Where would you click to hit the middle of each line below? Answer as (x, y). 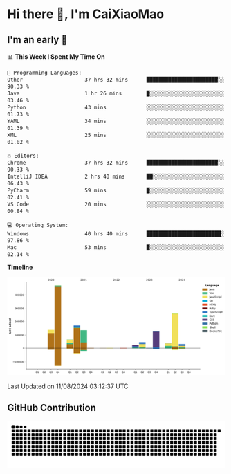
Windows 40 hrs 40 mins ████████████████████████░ (116, 234)
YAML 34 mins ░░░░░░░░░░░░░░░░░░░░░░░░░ (116, 121)
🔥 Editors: (23, 156)
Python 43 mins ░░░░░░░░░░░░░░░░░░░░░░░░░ (116, 107)
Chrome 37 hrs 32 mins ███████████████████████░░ (116, 163)
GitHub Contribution (52, 408)
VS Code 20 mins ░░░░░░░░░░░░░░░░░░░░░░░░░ (116, 204)
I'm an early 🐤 (37, 40)
